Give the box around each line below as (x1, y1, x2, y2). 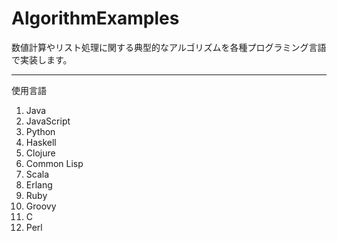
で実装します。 (11, 53, 73, 66)
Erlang (25, 178, 53, 191)
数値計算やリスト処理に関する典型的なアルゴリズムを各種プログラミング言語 (11, 41, 327, 53)
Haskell (25, 136, 57, 148)
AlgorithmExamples (11, 7, 180, 30)
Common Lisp (25, 157, 84, 169)
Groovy (25, 200, 57, 212)
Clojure (25, 147, 56, 159)
